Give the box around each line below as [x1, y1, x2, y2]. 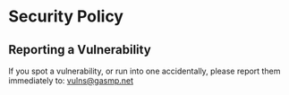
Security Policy [8, 6, 124, 27]
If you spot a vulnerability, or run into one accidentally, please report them [8, 65, 281, 76]
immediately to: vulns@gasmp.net [8, 75, 134, 86]
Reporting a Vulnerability [8, 42, 151, 57]
